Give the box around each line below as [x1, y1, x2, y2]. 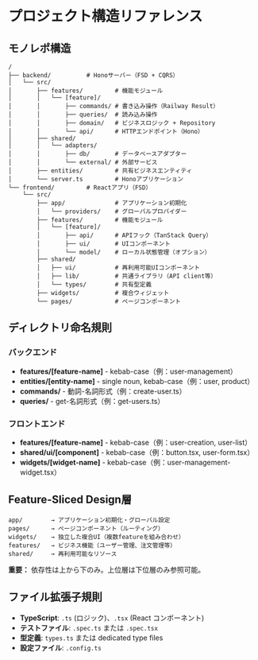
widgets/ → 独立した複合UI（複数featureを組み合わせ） [8, 533, 185, 541]
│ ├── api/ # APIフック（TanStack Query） [37, 231, 213, 239]
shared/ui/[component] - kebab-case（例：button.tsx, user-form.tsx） [19, 447, 255, 457]
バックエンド [8, 347, 58, 358]
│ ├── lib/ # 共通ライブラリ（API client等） [37, 272, 217, 280]
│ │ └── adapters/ [8, 142, 98, 149]
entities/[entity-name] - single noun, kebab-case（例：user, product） [19, 376, 255, 386]
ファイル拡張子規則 [8, 590, 102, 604]
